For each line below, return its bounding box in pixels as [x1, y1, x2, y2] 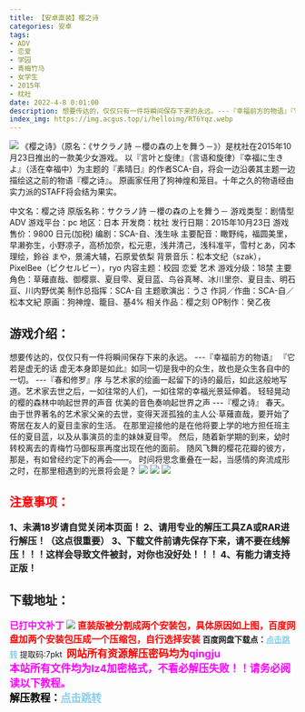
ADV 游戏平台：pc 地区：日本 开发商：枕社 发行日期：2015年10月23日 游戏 [9, 217, 290, 228]
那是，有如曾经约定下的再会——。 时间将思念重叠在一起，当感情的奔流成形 [9, 454, 290, 465]
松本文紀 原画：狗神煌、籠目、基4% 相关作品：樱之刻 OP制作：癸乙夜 [9, 296, 271, 307]
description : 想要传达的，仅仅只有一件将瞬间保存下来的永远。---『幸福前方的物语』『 [9, 106, 294, 115]
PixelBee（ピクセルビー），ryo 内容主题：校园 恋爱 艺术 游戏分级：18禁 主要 [9, 263, 292, 274]
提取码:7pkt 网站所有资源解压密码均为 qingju [19, 647, 221, 660]
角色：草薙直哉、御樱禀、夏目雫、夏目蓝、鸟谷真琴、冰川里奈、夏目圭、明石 [9, 274, 296, 285]
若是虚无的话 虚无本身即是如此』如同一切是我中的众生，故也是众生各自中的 [9, 363, 290, 374]
